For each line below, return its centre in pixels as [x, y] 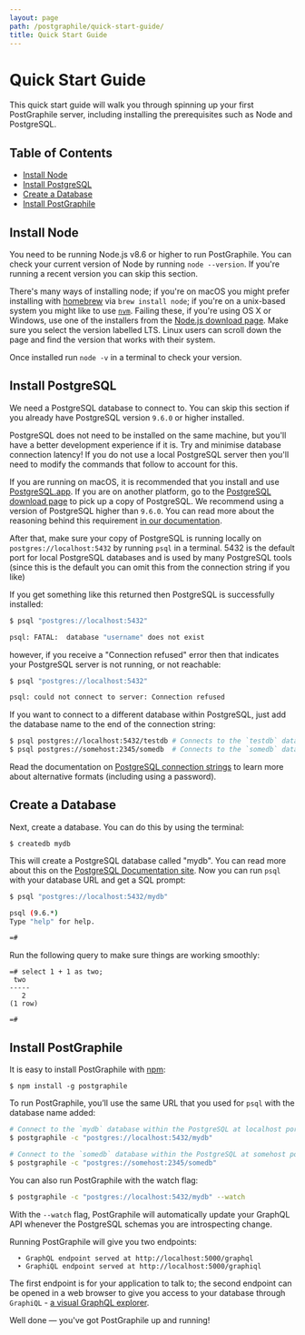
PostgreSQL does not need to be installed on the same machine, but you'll [148, 435]
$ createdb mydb [40, 844]
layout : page [34, 18]
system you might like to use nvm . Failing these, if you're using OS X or [140, 310]
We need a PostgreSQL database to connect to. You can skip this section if [150, 408]
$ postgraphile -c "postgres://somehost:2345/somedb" [113, 1163]
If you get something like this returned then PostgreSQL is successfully [142, 594]
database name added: [53, 1113]
